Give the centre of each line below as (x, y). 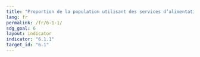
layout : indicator (29, 34)
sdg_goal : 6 (21, 28)
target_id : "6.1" (28, 45)
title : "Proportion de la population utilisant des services (84, 12)
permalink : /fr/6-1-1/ (34, 23)
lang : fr (17, 17)
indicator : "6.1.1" (30, 39)
